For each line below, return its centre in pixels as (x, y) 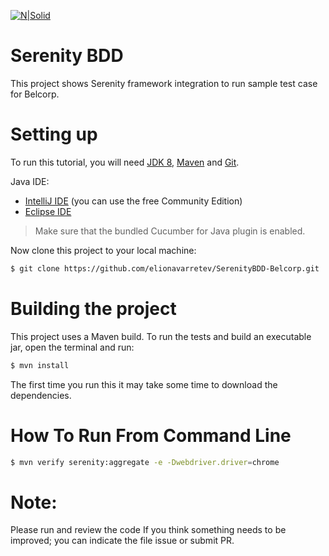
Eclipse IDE (48, 211)
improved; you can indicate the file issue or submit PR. (122, 541)
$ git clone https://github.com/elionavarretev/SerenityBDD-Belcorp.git (165, 268)
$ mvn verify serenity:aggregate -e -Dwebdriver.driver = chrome (145, 462)
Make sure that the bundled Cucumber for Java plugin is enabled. (170, 231)
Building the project (93, 308)
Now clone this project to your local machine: (103, 250)
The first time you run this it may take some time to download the (144, 384)
